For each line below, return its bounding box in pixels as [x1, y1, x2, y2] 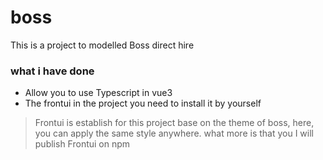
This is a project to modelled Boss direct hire [10, 39, 195, 51]
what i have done [10, 64, 95, 78]
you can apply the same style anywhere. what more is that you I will [34, 127, 314, 140]
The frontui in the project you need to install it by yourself [24, 97, 262, 110]
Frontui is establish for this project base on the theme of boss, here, [34, 117, 315, 129]
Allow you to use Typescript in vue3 [24, 87, 173, 99]
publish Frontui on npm [34, 138, 131, 150]
